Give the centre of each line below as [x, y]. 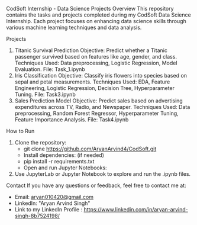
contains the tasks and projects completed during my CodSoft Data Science [98, 15]
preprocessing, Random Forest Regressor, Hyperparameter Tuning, [96, 113]
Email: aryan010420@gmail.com [54, 197]
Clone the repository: [41, 142]
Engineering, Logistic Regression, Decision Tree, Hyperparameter [95, 88]
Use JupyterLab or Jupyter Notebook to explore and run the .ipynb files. [103, 174]
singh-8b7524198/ [37, 216]
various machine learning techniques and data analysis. [74, 27]
